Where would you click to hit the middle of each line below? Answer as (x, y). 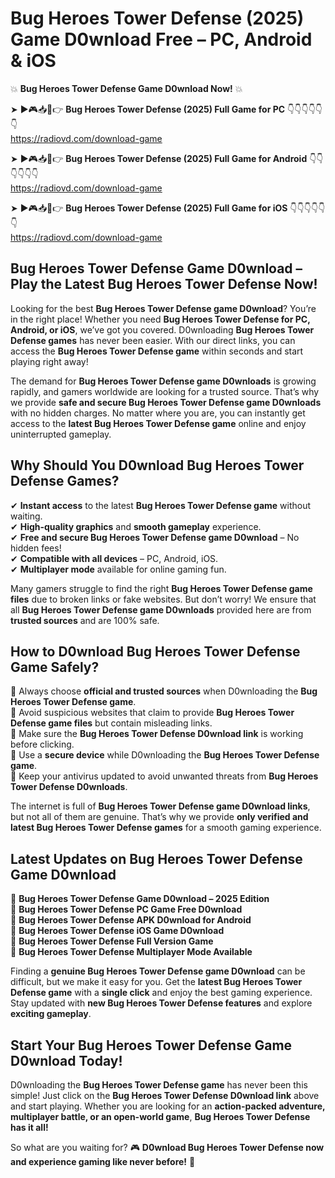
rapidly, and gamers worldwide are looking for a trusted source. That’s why (165, 391)
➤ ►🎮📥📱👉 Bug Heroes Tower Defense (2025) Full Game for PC (148, 109)
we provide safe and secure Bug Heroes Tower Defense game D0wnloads (166, 402)
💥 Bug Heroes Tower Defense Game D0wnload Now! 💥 (126, 88)
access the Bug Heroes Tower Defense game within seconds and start (157, 351)
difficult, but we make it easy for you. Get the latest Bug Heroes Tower (156, 982)
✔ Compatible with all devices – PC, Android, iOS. (114, 558)
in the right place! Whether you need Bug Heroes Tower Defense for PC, (160, 319)
